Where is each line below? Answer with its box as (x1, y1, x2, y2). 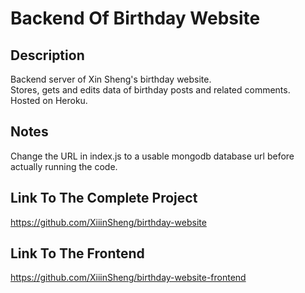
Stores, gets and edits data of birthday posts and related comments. (10, 84, 291, 96)
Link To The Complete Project (10, 190, 198, 207)
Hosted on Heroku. (10, 95, 88, 106)
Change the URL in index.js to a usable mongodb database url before (10, 150, 295, 162)
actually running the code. (10, 160, 118, 172)
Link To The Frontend (10, 245, 145, 262)
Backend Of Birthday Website (10, 7, 261, 30)
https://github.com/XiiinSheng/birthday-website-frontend (10, 272, 247, 284)
